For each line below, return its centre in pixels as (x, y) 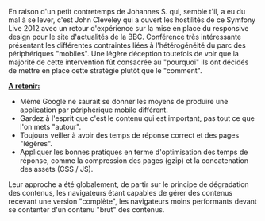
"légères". (36, 143)
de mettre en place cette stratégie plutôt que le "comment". (105, 70)
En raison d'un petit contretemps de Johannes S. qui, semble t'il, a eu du (127, 12)
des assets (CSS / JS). (56, 169)
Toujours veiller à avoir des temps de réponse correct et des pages (129, 135)
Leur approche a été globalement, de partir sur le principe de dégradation (129, 184)
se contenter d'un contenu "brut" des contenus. (86, 209)
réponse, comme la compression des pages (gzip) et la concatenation (134, 161)
